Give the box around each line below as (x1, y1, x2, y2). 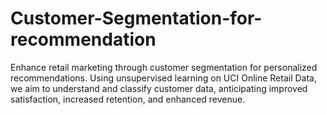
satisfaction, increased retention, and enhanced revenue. (10, 93, 246, 105)
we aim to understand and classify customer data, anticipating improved (10, 82, 308, 94)
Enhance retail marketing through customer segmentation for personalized (10, 61, 318, 73)
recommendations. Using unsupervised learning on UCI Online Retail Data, (10, 72, 318, 84)
